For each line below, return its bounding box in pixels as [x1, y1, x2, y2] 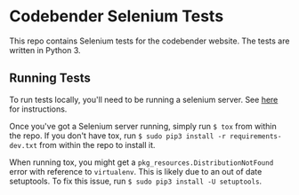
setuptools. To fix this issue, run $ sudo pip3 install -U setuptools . [9, 175, 263, 186]
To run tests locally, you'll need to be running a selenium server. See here [9, 94, 279, 105]
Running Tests [9, 71, 91, 86]
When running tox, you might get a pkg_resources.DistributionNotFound [9, 157, 274, 168]
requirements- [230, 131, 282, 141]
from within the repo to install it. [39, 139, 156, 150]
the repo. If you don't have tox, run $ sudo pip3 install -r [9, 130, 227, 141]
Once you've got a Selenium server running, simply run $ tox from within [9, 121, 278, 131]
